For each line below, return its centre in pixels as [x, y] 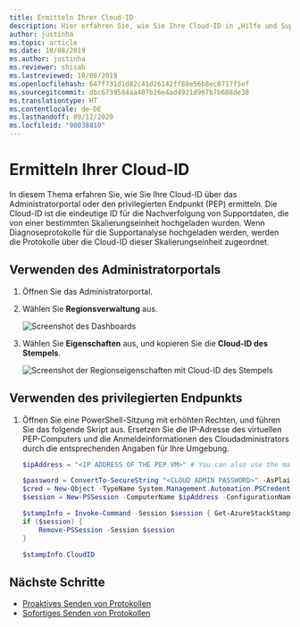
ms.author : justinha [48, 59]
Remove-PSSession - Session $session [107, 530]
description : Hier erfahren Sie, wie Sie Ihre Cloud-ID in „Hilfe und [143, 26]
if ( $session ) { [52, 522]
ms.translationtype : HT [54, 100]
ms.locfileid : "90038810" [57, 126]
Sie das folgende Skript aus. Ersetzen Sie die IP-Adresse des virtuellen [152, 429]
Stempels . [41, 353]
